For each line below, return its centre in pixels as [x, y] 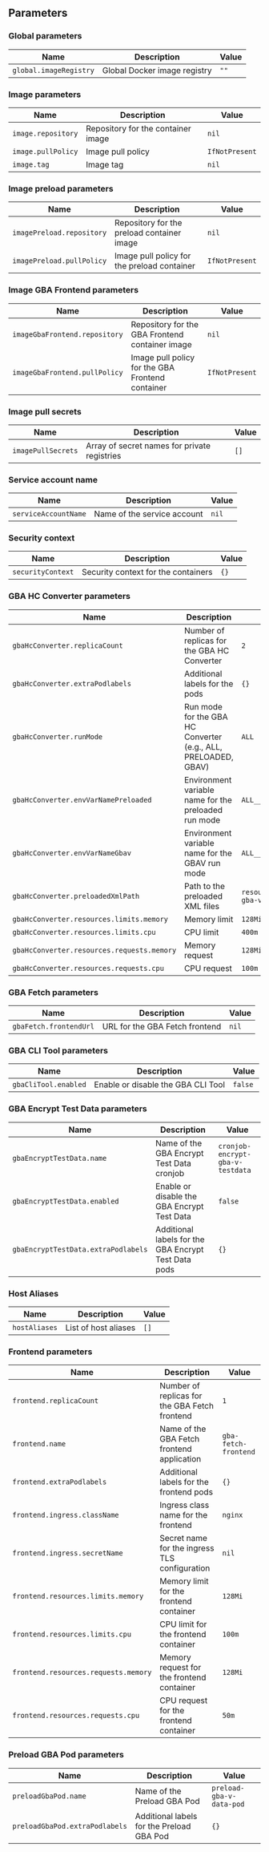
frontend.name [39, 1444]
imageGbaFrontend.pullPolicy [68, 372]
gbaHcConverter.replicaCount [68, 645]
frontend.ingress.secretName [68, 1553]
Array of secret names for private [148, 446]
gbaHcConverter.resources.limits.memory [90, 919]
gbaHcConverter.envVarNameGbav [72, 853]
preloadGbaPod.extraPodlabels [70, 1826]
